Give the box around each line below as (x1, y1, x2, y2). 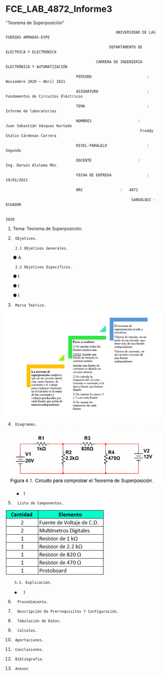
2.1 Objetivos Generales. (15, 246, 68, 251)
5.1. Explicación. (14, 580, 52, 585)
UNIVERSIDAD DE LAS (115, 30, 156, 35)
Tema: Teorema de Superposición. (12, 225, 83, 231)
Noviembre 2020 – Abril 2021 (5, 79, 66, 84)
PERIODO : (76, 74, 149, 79)
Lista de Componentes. (17, 501, 64, 506)
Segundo (5, 148, 22, 153)
